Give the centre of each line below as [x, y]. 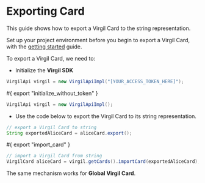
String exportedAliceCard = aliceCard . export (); [69, 133]
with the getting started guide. [44, 47]
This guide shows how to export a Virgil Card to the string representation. [99, 28]
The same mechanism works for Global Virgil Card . [71, 173]
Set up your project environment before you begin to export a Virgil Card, [98, 40]
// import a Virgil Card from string [54, 156]
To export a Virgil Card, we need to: [51, 58]
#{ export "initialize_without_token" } [52, 93]
